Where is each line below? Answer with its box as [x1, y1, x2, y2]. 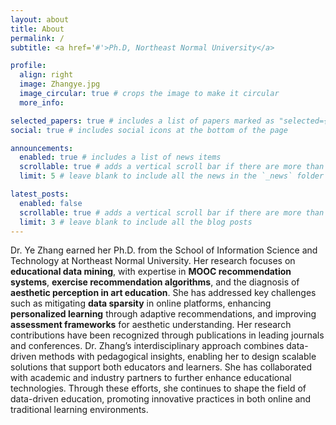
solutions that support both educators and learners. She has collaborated [10, 361, 312, 373]
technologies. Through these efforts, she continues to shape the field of [10, 382, 307, 395]
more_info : [19, 97, 65, 108]
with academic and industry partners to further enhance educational [10, 372, 292, 384]
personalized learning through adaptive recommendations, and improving [10, 308, 317, 320]
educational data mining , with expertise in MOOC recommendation [10, 266, 292, 278]
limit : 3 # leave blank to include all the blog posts [19, 217, 253, 227]
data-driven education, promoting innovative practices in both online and [10, 393, 312, 405]
